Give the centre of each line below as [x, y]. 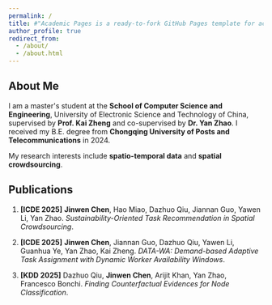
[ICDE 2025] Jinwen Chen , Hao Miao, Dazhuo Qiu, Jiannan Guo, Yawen [140, 209]
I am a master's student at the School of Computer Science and [115, 105]
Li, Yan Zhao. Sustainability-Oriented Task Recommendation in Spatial [137, 218]
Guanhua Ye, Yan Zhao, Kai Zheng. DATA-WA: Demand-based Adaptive [139, 251]
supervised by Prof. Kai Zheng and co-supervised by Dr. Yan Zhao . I [123, 123]
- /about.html [39, 53]
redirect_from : [34, 38]
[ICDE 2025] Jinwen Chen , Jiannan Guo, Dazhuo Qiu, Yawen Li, [127, 242]
